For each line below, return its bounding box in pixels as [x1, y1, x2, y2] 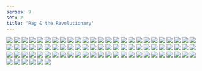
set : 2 [6, 15, 23, 21]
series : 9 [6, 8, 32, 15]
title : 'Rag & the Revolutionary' [6, 20, 95, 26]
